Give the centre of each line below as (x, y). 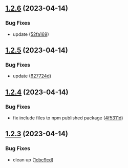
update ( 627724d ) (32, 76)
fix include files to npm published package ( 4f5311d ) (68, 118)
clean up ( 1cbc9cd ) (33, 160)
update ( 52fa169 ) (31, 34)
